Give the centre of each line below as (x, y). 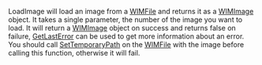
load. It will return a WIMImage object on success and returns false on (122, 28)
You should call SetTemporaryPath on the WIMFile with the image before (126, 45)
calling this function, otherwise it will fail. (74, 53)
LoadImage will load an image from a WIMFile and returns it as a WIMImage (131, 11)
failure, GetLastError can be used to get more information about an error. (126, 36)
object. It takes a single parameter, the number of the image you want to (125, 20)
